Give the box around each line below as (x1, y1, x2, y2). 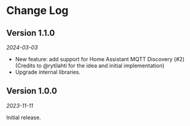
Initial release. (6, 113, 41, 121)
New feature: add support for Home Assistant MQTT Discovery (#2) (15, 56, 185, 62)
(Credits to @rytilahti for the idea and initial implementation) (15, 62, 165, 69)
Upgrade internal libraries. (15, 68, 81, 76)
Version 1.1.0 (6, 28, 55, 38)
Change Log (6, 4, 69, 18)
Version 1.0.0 (6, 86, 58, 96)
